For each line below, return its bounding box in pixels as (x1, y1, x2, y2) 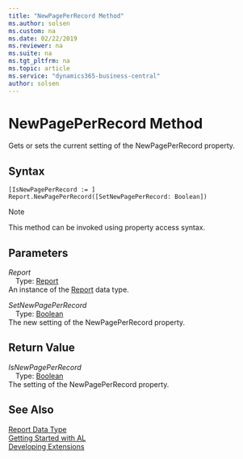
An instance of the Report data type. (8, 284, 129, 295)
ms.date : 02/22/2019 (8, 34, 78, 43)
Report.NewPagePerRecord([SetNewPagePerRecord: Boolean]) (8, 193, 207, 201)
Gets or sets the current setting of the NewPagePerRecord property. (8, 141, 236, 150)
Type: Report (15, 276, 59, 286)
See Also (8, 403, 54, 417)
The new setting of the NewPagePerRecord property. (8, 318, 186, 327)
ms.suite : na (8, 49, 52, 57)
